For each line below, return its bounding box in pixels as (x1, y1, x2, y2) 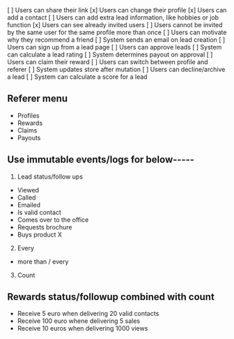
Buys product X (17, 230, 63, 239)
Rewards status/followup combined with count (7, 291, 214, 303)
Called (17, 193, 36, 202)
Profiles (17, 111, 40, 119)
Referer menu (7, 93, 68, 105)
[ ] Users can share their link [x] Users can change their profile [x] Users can (7, 6, 227, 14)
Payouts (17, 133, 41, 142)
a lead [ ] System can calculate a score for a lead (7, 73, 148, 81)
